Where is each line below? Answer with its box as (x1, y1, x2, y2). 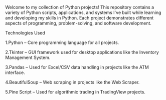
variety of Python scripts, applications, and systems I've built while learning (5, 9, 161, 15)
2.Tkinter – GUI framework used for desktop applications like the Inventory (5, 49, 159, 55)
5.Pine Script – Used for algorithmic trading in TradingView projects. (5, 89, 145, 94)
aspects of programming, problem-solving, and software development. (5, 20, 152, 26)
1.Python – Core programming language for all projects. (5, 39, 119, 45)
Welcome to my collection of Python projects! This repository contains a (5, 4, 154, 10)
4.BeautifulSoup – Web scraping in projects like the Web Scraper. (5, 79, 140, 85)
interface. (5, 69, 25, 75)
